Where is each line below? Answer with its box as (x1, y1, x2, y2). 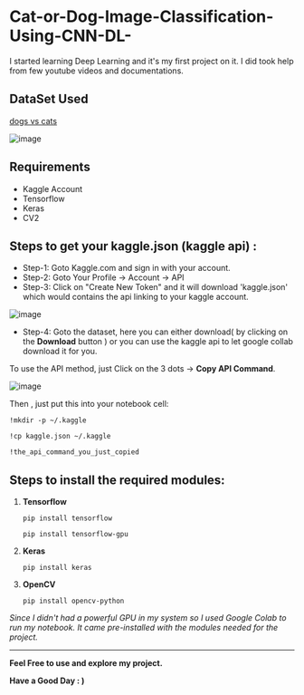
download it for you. (22, 346, 98, 357)
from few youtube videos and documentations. (9, 65, 184, 76)
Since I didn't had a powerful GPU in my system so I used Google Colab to (9, 613, 287, 623)
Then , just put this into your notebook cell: (9, 399, 169, 410)
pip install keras (22, 564, 92, 573)
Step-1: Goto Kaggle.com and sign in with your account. (22, 263, 231, 274)
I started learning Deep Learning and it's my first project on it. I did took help (9, 55, 294, 66)
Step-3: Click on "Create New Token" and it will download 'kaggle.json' (22, 282, 289, 293)
